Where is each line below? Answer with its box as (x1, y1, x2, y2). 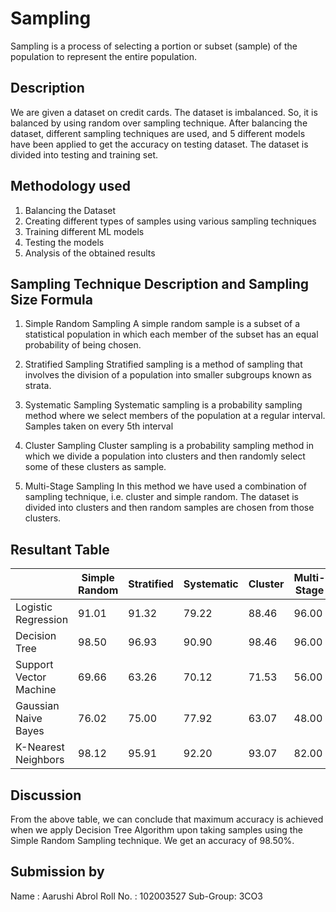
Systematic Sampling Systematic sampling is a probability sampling (24, 399, 303, 411)
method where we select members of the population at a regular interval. (24, 410, 326, 422)
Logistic (15, 600, 53, 614)
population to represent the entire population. (10, 50, 197, 62)
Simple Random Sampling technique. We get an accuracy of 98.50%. (10, 835, 295, 846)
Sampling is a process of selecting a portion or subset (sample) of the (10, 40, 298, 52)
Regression (15, 613, 69, 627)
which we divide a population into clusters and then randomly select (24, 450, 306, 462)
